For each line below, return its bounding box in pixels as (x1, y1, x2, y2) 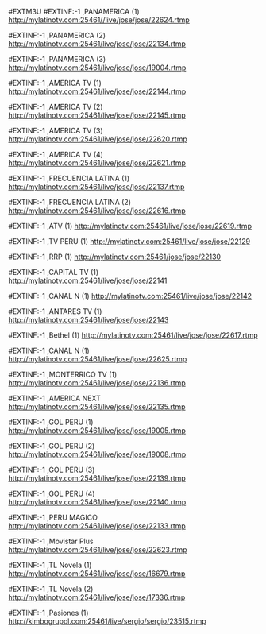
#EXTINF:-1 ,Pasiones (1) (8, 608, 89, 617)
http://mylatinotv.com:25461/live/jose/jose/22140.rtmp (8, 497, 187, 507)
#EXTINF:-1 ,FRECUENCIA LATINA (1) (8, 174, 130, 183)
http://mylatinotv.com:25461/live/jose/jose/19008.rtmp (8, 450, 187, 459)
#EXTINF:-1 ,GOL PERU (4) (8, 489, 95, 498)
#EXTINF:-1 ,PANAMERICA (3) (8, 55, 106, 64)
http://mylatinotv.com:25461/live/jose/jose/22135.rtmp (8, 402, 186, 412)
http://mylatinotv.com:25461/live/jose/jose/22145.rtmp (8, 110, 187, 120)
